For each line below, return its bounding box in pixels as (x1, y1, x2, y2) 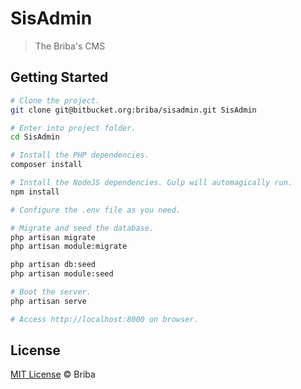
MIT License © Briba (10, 368, 96, 381)
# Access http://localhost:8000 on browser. (10, 314, 199, 324)
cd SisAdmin (10, 132, 60, 142)
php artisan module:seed (10, 269, 114, 279)
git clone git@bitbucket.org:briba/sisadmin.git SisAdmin (10, 105, 257, 115)
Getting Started (10, 69, 109, 86)
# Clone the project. (10, 95, 101, 106)
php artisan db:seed (10, 260, 97, 270)
